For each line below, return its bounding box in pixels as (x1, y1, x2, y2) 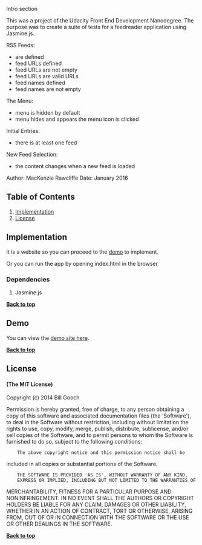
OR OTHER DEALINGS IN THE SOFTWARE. (6, 520, 112, 527)
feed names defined (15, 79, 65, 86)
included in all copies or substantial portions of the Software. (6, 461, 158, 468)
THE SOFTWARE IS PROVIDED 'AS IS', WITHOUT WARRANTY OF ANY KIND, (17, 472, 188, 478)
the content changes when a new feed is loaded (15, 163, 135, 169)
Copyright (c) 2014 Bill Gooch (6, 394, 80, 401)
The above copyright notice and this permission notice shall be (17, 450, 186, 456)
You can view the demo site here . (6, 334, 90, 342)
